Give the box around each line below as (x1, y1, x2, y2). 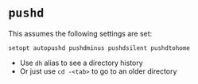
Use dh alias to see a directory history (19, 58, 143, 67)
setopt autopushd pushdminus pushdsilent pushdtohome (8, 44, 191, 52)
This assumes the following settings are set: (8, 29, 153, 38)
